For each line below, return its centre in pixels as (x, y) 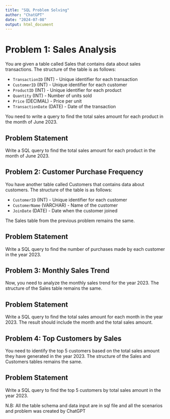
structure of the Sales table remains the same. (54, 288)
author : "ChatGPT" (25, 15)
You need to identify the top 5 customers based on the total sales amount (82, 351)
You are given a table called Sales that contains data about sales (73, 64)
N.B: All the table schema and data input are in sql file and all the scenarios (84, 405)
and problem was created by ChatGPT (45, 411)
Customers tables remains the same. (44, 362)
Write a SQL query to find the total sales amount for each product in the (80, 150)
